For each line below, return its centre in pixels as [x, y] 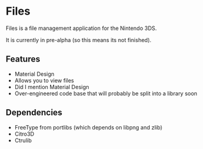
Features [23, 59]
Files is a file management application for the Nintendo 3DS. [81, 28]
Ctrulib [23, 140]
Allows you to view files [44, 80]
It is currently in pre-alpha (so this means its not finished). [79, 40]
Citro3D [24, 134]
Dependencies [34, 113]
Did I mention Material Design [52, 87]
